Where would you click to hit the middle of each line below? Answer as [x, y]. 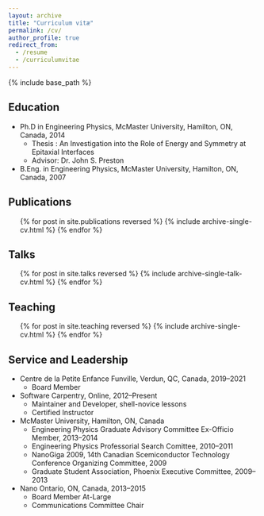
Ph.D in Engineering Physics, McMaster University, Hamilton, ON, [126, 126]
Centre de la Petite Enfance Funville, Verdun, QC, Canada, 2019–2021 [132, 379]
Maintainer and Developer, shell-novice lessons [109, 404]
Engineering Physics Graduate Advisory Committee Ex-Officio [132, 429]
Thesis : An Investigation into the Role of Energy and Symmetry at [139, 143]
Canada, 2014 [42, 135]
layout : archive [35, 15]
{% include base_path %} [50, 82]
